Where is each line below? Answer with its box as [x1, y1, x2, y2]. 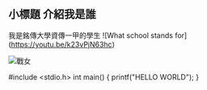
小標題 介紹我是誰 [8, 7, 96, 22]
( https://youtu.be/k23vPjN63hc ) [8, 39, 115, 49]
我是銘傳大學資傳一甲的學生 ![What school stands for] [8, 31, 188, 40]
